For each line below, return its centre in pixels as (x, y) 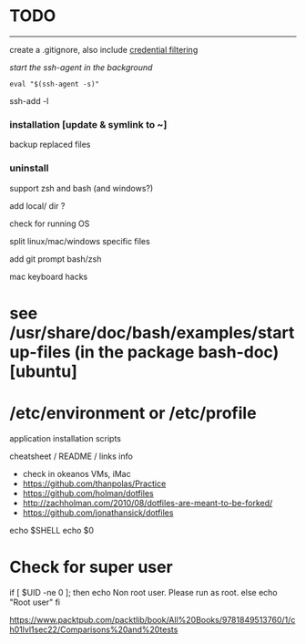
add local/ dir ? (37, 205)
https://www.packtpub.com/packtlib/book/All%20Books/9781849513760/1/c (153, 619)
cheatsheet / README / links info (71, 456)
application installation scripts (65, 438)
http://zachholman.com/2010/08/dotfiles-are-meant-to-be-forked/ (148, 503)
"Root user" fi (35, 602)
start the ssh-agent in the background (81, 67)
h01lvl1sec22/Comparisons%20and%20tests (94, 629)
